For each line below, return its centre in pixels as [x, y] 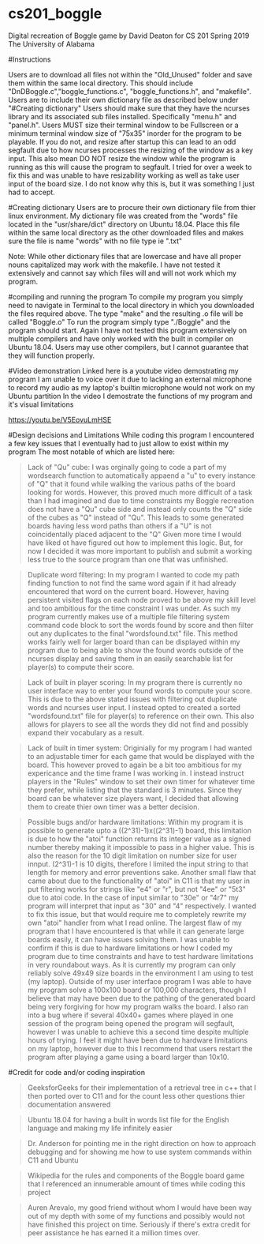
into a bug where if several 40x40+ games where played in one [130, 1015]
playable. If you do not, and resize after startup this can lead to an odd [122, 141]
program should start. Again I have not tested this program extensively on [128, 330]
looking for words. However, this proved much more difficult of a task [140, 492]
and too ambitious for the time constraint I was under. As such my [134, 608]
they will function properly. [52, 355]
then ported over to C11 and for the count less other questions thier [136, 1096]
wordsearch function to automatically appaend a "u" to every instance [141, 475]
